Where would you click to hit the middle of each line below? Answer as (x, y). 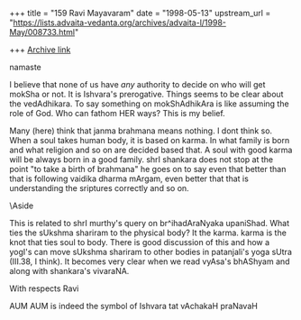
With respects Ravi (44, 288)
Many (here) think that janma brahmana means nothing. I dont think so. (141, 131)
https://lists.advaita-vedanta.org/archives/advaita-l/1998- (120, 23)
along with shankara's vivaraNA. (69, 271)
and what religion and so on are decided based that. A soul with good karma (151, 150)
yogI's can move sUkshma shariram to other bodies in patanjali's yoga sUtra (151, 252)
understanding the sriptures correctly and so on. (99, 188)
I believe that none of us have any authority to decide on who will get (137, 84)
